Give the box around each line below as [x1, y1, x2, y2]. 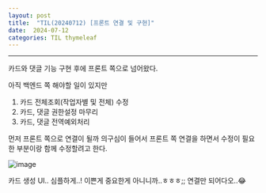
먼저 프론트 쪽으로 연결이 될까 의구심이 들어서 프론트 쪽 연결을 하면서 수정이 [8, 134, 241, 143]
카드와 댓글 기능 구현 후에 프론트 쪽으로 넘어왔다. [8, 64, 158, 74]
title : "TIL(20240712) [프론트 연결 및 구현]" [8, 19, 155, 27]
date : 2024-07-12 [8, 26, 69, 34]
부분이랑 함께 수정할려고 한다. [16, 144, 108, 153]
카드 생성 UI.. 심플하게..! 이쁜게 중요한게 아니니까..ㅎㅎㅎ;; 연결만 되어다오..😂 [8, 176, 247, 186]
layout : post [8, 11, 51, 20]
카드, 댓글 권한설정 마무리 [19, 108, 99, 117]
